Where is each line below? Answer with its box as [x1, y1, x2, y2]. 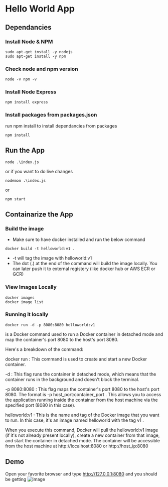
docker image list [5, 299, 44, 304]
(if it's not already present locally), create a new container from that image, [5, 432, 160, 438]
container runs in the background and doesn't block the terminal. [5, 376, 139, 382]
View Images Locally [5, 284, 57, 291]
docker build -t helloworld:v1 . [5, 247, 75, 252]
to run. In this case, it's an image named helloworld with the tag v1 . [5, 417, 144, 423]
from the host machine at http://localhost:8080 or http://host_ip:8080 [5, 443, 149, 449]
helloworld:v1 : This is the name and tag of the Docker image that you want [5, 412, 159, 418]
